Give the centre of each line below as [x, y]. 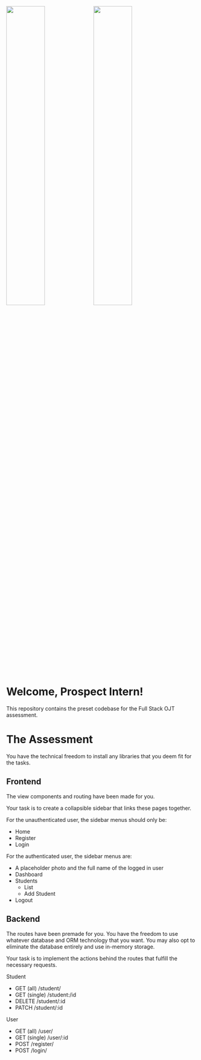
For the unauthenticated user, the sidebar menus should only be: [87, 820]
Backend [23, 919]
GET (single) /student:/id [46, 995]
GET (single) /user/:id [41, 1037]
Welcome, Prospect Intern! [75, 692]
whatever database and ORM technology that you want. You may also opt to [101, 940]
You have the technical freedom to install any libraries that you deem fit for [99, 756]
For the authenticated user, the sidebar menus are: [69, 856]
